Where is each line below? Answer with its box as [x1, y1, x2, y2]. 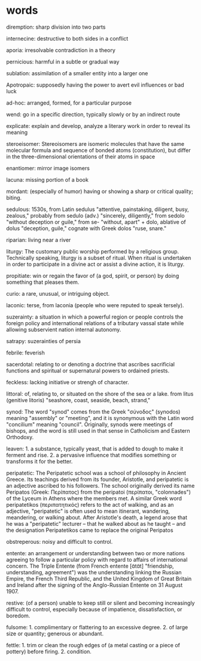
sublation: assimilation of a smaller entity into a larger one [6, 69, 148, 76]
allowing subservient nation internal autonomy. [6, 326, 121, 333]
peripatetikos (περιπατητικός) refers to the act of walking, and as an [6, 501, 174, 508]
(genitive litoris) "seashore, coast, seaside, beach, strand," [6, 396, 151, 403]
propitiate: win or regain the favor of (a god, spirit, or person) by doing [6, 272, 179, 279]
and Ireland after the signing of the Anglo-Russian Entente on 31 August [6, 581, 183, 589]
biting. [6, 194, 22, 201]
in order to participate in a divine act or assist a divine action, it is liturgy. [6, 261, 185, 268]
